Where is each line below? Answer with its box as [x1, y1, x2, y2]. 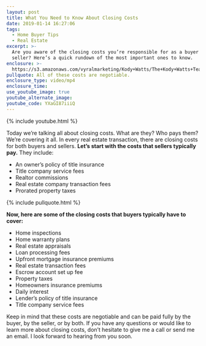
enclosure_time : [6, 84, 48, 90]
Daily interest [15, 288, 49, 295]
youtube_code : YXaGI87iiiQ [6, 100, 75, 106]
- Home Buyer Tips [12, 32, 59, 38]
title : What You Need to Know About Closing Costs [6, 15, 139, 21]
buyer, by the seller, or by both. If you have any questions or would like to [6, 319, 191, 326]
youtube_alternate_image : [6, 95, 72, 101]
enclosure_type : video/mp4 [6, 77, 75, 84]
